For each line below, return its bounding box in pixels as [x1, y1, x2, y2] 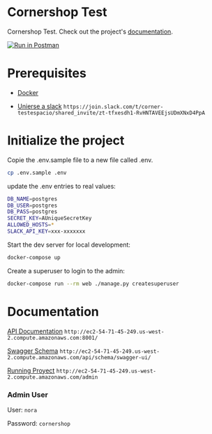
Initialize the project [7, 133, 125, 149]
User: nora [7, 405, 37, 414]
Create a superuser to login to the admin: [7, 266, 126, 275]
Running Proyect [7, 366, 55, 375]
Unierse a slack [17, 102, 62, 110]
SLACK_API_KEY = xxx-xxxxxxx [7, 228, 86, 235]
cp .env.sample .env [7, 169, 68, 176]
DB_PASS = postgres [7, 208, 58, 215]
